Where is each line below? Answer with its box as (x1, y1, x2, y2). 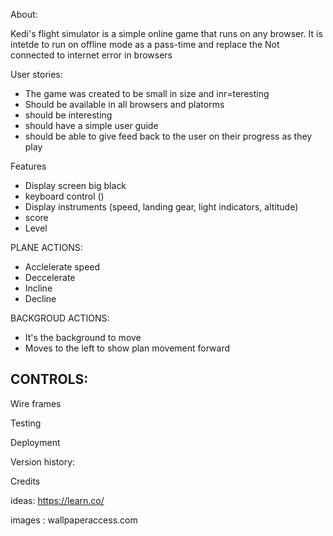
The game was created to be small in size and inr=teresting (24, 88, 270, 99)
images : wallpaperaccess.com (10, 514, 138, 526)
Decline (24, 293, 57, 304)
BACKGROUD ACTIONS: (10, 312, 110, 324)
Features (10, 160, 47, 172)
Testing (10, 417, 42, 429)
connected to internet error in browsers (10, 49, 173, 61)
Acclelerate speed (24, 261, 101, 273)
